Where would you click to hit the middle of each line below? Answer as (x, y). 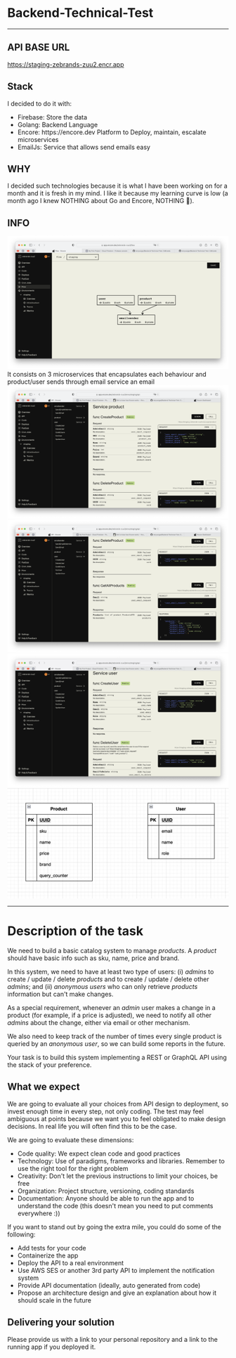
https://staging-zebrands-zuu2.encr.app (66, 64)
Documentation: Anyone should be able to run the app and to (106, 1198)
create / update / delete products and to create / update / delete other (108, 979)
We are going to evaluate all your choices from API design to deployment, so (118, 1104)
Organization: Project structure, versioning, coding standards (106, 1191)
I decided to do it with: (40, 103)
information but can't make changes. (60, 994)
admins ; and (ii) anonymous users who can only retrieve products (103, 986)
